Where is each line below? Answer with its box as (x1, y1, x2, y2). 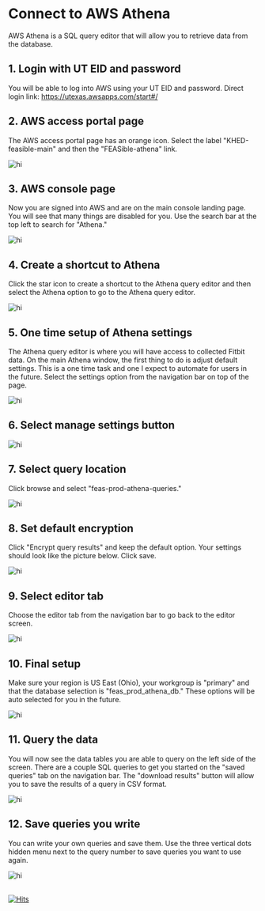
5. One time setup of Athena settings (8, 326, 193, 339)
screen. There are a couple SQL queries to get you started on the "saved (8, 762, 245, 772)
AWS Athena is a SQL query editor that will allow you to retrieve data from (8, 31, 248, 40)
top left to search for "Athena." (8, 220, 108, 229)
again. (8, 855, 29, 864)
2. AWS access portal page (8, 115, 145, 128)
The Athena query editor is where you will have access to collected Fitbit (8, 347, 245, 356)
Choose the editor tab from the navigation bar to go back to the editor (8, 610, 236, 620)
